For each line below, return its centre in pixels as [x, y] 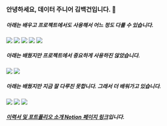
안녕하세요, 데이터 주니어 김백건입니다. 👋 [61, 9]
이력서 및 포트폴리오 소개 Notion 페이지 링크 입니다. [65, 117]
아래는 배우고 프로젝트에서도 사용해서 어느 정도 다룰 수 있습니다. [80, 25]
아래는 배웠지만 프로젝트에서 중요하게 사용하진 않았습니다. [73, 56]
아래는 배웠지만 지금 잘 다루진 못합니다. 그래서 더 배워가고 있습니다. [84, 86]
